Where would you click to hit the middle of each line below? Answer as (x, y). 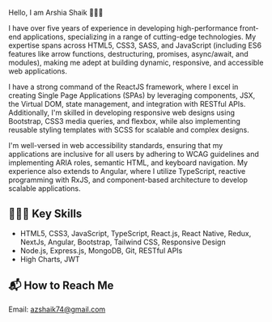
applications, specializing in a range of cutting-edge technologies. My (140, 37)
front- (249, 28)
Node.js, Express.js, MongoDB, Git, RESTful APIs (101, 250)
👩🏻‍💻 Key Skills (45, 214)
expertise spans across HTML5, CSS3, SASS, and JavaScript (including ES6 (135, 45)
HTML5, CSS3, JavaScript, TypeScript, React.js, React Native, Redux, (136, 233)
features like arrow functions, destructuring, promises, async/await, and (128, 54)
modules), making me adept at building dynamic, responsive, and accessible (136, 62)
